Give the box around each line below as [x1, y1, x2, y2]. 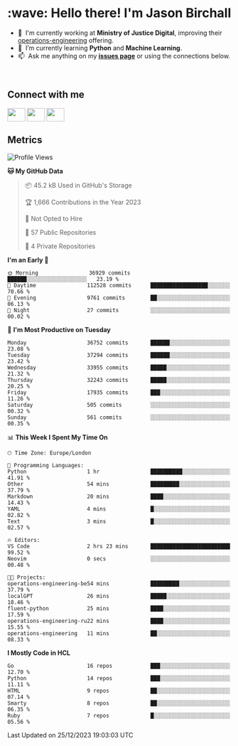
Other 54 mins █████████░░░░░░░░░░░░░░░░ [7, 480, 231, 488]
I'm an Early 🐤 [7, 255, 49, 264]
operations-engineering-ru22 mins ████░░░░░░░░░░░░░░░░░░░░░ [7, 617, 231, 624]
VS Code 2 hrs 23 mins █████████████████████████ [7, 543, 231, 550]
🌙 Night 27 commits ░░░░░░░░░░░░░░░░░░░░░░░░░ [7, 307, 231, 314]
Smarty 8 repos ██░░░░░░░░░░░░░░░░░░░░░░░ [7, 699, 231, 707]
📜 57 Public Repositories [24, 228, 97, 236]
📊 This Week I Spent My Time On [7, 432, 108, 442]
